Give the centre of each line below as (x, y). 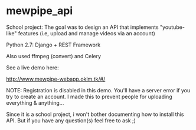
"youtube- (172, 27)
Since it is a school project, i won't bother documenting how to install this (95, 114)
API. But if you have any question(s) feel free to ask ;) (71, 120)
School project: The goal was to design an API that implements (82, 27)
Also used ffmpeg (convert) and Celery (54, 56)
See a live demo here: (32, 67)
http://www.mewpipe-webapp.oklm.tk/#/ (56, 79)
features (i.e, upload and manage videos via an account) (86, 33)
